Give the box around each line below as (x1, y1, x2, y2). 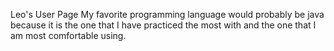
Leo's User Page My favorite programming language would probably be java (10, 9, 325, 20)
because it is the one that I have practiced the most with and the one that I (10, 19, 317, 31)
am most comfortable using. (10, 30, 127, 41)
